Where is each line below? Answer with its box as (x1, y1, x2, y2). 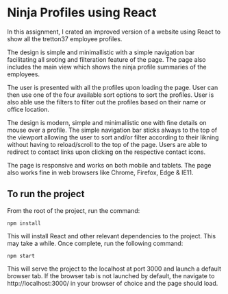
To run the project (7, 188, 85, 200)
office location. (7, 105, 50, 113)
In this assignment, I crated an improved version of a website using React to (7, 27, 221, 36)
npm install (7, 220, 41, 227)
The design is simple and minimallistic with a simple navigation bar (7, 48, 195, 56)
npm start (7, 252, 36, 259)
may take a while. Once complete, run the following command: (7, 239, 183, 247)
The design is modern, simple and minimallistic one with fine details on (7, 118, 207, 126)
